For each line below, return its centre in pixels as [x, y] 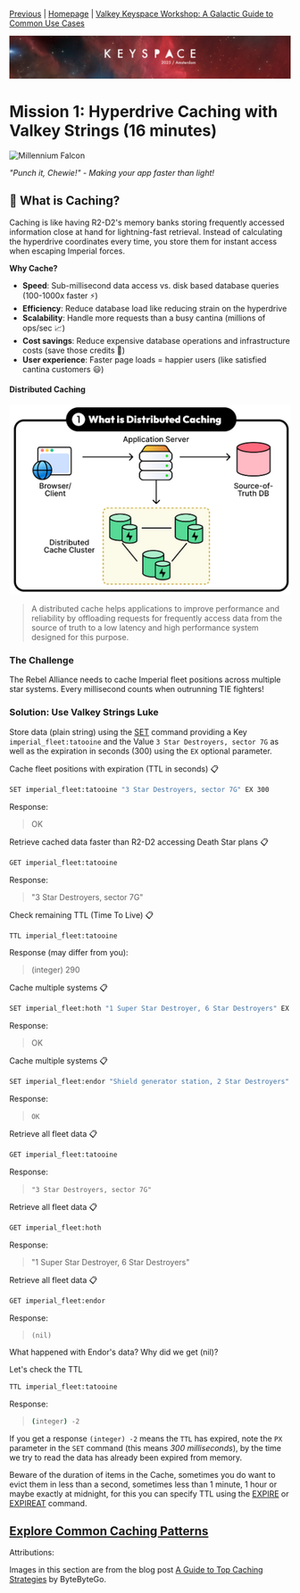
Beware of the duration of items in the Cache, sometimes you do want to [142, 1474]
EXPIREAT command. [48, 1503]
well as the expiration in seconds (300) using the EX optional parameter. [141, 751]
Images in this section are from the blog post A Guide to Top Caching [136, 1570]
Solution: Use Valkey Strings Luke [84, 713]
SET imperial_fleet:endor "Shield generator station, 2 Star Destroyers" [150, 1082]
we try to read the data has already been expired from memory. [126, 1457]
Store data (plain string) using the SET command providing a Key [128, 731]
